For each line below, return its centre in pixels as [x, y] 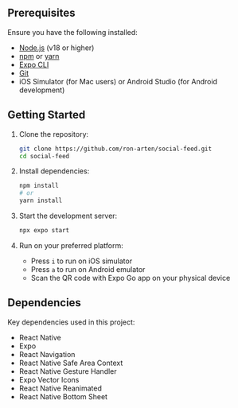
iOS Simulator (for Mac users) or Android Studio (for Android [118, 81]
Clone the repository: [54, 134]
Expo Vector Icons [49, 379]
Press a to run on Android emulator [88, 269]
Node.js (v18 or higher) [57, 48]
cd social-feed [44, 156]
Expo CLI [34, 64]
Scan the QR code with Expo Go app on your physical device [131, 278]
